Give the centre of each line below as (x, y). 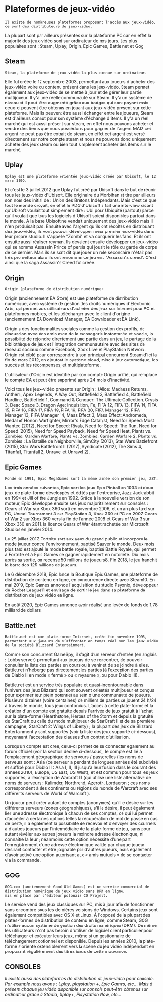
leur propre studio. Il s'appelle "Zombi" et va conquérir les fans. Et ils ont (78, 236)
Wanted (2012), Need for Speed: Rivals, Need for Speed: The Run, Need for (81, 426)
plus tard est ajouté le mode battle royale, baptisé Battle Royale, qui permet (81, 549)
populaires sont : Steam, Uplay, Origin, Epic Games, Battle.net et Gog (74, 46)
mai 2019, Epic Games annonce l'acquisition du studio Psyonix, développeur (82, 585)
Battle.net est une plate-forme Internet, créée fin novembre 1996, (76, 637)
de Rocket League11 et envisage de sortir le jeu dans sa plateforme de (75, 590)
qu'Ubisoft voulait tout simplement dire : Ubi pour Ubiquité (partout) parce (79, 210)
